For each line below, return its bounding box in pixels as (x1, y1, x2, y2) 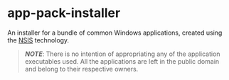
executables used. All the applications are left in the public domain (24, 57, 220, 65)
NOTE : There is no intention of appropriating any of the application (24, 50, 220, 58)
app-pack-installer (7, 5, 121, 21)
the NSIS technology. (7, 35, 70, 44)
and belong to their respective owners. (24, 64, 139, 73)
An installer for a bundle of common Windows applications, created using (7, 28, 223, 37)
